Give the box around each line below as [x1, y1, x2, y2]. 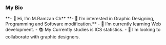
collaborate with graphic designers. [5, 34, 80, 40]
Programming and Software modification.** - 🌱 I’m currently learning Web [5, 21, 161, 27]
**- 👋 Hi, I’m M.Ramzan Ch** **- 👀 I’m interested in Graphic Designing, [5, 16, 155, 22]
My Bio [5, 4, 23, 11]
